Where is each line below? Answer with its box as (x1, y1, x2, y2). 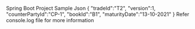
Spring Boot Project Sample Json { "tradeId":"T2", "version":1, (6, 5, 156, 11)
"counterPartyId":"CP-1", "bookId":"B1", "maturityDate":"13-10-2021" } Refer (6, 11, 189, 18)
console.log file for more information (6, 17, 94, 23)
